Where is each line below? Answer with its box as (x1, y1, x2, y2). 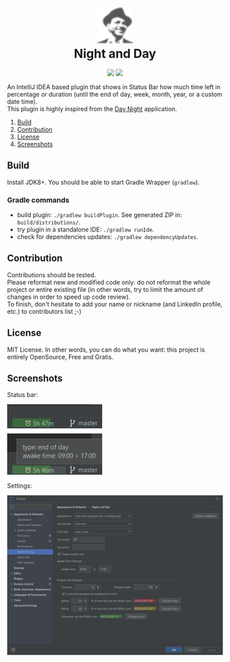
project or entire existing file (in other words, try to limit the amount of (7, 285, 203, 293)
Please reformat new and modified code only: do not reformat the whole (7, 278, 211, 286)
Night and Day (74, 46, 156, 62)
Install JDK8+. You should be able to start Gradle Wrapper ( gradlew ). (7, 178, 200, 186)
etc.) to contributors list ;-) (7, 307, 82, 315)
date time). (7, 97, 38, 106)
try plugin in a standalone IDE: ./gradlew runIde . (16, 225, 155, 233)
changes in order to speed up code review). (7, 293, 131, 301)
